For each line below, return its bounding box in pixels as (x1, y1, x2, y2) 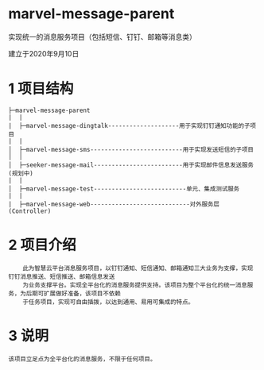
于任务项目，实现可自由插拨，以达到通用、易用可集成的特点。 (22, 298, 195, 306)
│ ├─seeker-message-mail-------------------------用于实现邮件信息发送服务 (8, 160, 254, 169)
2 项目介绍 (8, 236, 77, 254)
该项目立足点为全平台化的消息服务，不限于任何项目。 (8, 355, 157, 363)
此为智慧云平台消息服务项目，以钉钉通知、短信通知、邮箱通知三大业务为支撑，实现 (22, 264, 254, 272)
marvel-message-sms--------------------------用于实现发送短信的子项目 (25, 145, 254, 153)
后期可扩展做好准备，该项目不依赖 (25, 289, 121, 298)
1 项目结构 (8, 80, 74, 98)
